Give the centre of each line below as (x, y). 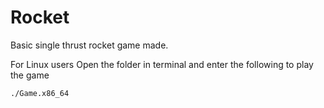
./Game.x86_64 (40, 93)
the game (30, 75)
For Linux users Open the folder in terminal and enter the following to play (162, 64)
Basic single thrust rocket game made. (89, 45)
